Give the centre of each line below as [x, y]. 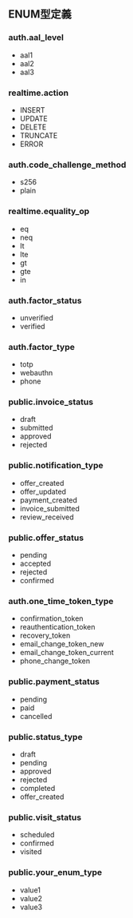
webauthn [36, 373]
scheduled [37, 835]
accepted [35, 564]
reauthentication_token [57, 627]
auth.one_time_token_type [61, 601]
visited [31, 852]
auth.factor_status [45, 300]
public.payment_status [54, 682]
